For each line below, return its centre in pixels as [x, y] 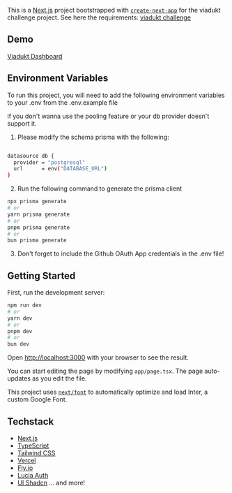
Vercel [26, 461]
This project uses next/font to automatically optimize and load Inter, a [108, 392]
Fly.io [25, 468]
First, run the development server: [56, 293]
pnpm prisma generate [39, 227]
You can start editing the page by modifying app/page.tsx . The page [105, 371]
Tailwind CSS [36, 453]
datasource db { [31, 156]
